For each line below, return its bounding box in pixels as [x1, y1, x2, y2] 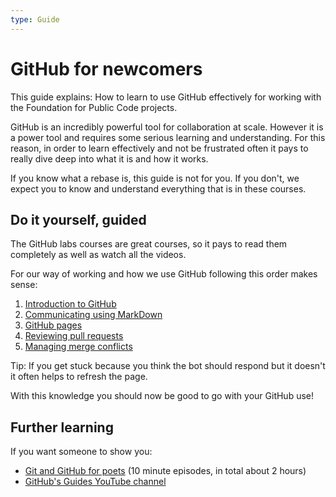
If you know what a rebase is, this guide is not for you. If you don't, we [10, 172, 300, 184]
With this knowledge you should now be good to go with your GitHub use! [10, 390, 315, 402]
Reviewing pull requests [24, 330, 124, 342]
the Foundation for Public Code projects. [10, 101, 178, 113]
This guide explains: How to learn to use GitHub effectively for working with [10, 91, 322, 103]
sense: [10, 279, 38, 291]
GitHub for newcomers [10, 57, 203, 80]
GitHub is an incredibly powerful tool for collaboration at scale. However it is [10, 121, 324, 133]
